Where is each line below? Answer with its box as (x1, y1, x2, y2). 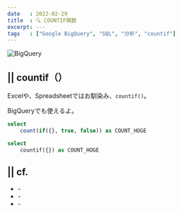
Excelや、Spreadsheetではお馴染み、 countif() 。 (7, 92, 150, 100)
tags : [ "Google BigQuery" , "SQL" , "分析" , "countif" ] (7, 30, 176, 37)
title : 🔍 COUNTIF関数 (7, 17, 77, 24)
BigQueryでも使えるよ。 (7, 107, 78, 115)
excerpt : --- (7, 23, 46, 30)
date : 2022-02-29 (7, 10, 68, 18)
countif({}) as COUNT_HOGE (20, 146, 99, 154)
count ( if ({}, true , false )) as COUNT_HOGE (20, 127, 147, 134)
